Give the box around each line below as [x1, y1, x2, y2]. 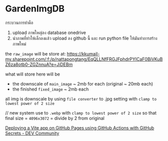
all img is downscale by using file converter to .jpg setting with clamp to [5, 95, 157, 101]
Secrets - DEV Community [5, 130, 59, 136]
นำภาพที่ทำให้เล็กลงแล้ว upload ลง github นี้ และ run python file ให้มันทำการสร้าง [12, 35, 157, 41]
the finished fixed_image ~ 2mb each [12, 86, 89, 92]
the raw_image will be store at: [5, 50, 66, 56]
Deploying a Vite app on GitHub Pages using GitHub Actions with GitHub [5, 124, 154, 130]
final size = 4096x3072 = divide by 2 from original [5, 115, 105, 121]
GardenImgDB [5, 3, 65, 14]
